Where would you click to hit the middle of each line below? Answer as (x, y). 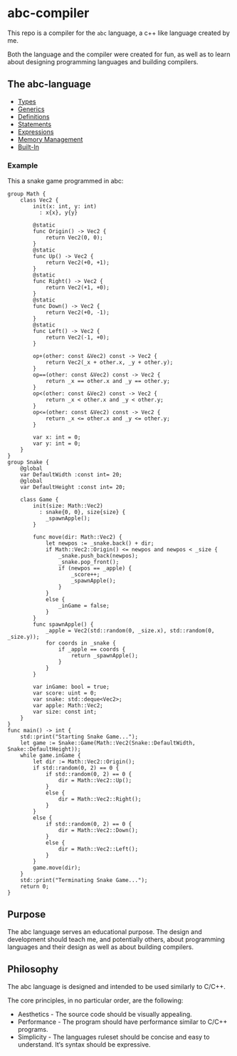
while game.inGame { (51, 756)
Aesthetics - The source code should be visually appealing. (105, 1014)
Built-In (28, 147)
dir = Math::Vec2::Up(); (95, 781)
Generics (31, 109)
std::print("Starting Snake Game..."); (79, 737)
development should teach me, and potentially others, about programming (116, 939)
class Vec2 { (39, 200)
